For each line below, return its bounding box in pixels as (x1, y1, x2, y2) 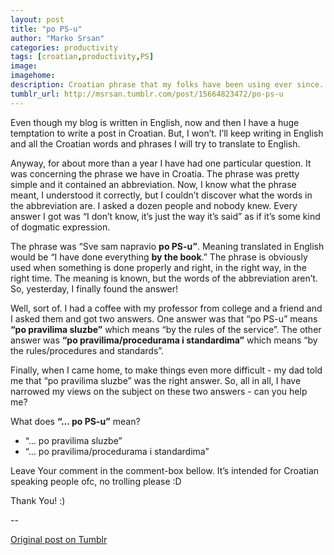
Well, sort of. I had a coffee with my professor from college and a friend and (10, 302, 323, 314)
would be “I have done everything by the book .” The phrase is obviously (10, 251, 308, 263)
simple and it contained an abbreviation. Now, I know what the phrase (10, 178, 297, 190)
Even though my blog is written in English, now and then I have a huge (10, 116, 300, 128)
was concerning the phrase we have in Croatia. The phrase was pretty (10, 167, 300, 180)
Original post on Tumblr (10, 533, 108, 545)
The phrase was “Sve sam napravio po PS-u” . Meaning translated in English (10, 240, 325, 252)
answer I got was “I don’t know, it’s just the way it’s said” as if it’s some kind (10, 210, 321, 222)
